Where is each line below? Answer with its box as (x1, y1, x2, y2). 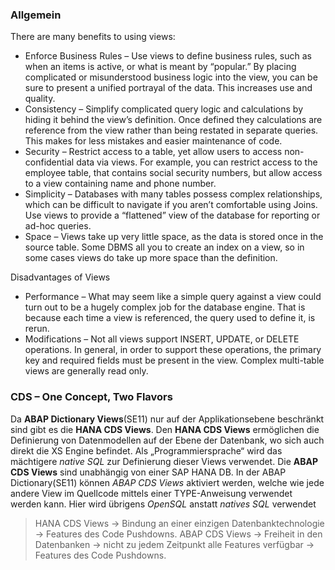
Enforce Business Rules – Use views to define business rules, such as (24, 50, 312, 62)
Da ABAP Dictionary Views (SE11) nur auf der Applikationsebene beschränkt (10, 413, 325, 425)
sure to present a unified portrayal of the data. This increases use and (24, 82, 313, 94)
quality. (24, 93, 56, 105)
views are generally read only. (24, 365, 149, 377)
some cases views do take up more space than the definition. (24, 252, 278, 264)
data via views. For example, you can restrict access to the (76, 156, 318, 168)
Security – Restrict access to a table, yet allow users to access (24, 146, 283, 158)
